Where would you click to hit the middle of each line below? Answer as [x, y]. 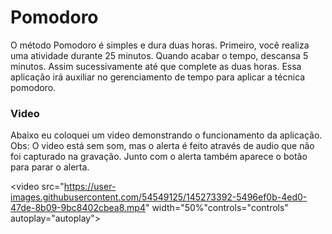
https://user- [90, 187]
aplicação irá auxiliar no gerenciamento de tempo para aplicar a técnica [158, 77]
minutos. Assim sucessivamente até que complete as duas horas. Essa [156, 66]
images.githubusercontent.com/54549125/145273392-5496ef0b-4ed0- [159, 197]
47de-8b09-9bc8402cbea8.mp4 [78, 208]
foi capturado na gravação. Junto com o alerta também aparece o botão [159, 157]
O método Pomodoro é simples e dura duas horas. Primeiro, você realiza [160, 45]
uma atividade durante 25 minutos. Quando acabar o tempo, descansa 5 [159, 55]
